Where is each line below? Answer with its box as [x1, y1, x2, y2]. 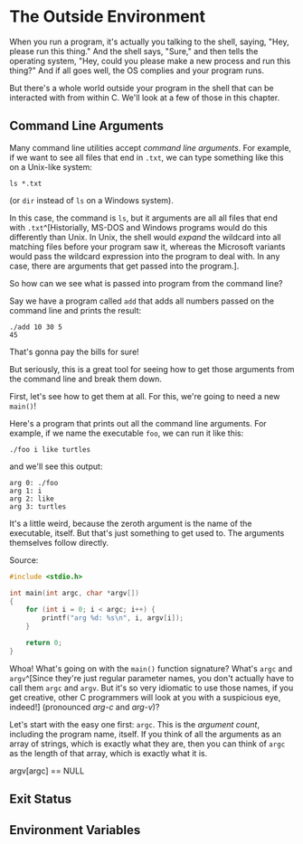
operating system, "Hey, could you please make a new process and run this [9, 55, 291, 66]
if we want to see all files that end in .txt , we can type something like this [9, 152, 284, 163]
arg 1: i [9, 486, 43, 495]
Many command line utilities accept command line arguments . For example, [9, 142, 292, 153]
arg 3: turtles [9, 502, 67, 511]
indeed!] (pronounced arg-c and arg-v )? [9, 701, 160, 712]
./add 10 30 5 [9, 323, 63, 332]
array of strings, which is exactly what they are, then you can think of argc [9, 738, 286, 749]
